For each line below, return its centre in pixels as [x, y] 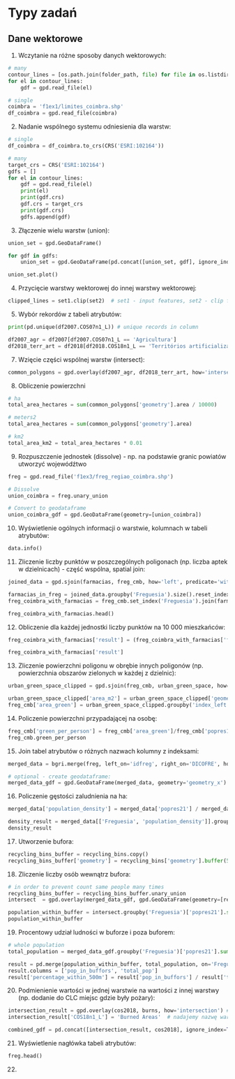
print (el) [35, 191]
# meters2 [22, 418]
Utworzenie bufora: [46, 841]
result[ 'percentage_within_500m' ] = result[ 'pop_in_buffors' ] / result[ [116, 977]
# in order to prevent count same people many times [86, 887]
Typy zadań [43, 13]
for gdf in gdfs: [33, 256]
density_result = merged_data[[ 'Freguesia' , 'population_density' [106, 822]
